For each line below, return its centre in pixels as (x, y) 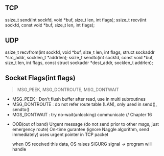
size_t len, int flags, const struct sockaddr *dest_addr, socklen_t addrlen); (79, 63)
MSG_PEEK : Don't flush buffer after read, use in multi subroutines (79, 99)
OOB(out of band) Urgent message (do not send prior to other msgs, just (85, 124)
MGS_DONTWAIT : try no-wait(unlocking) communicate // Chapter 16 (82, 115)
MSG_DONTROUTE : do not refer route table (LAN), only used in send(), (84, 104)
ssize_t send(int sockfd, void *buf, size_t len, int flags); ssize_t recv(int (76, 20)
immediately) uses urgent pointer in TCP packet (60, 134)
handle (19, 149)
